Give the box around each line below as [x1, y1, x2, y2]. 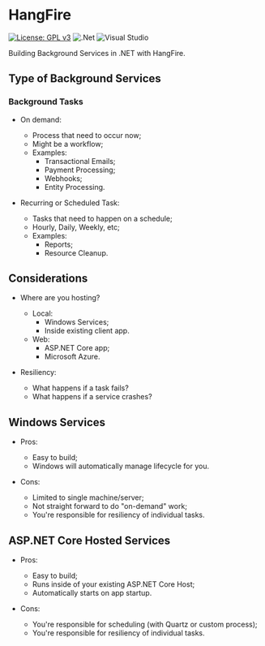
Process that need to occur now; [32, 130, 142, 140]
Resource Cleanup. [44, 248, 109, 257]
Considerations [8, 272, 88, 286]
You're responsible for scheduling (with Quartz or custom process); [32, 619, 258, 630]
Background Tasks [8, 96, 83, 107]
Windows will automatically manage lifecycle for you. [32, 461, 209, 472]
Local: [32, 308, 53, 318]
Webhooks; [44, 173, 83, 183]
